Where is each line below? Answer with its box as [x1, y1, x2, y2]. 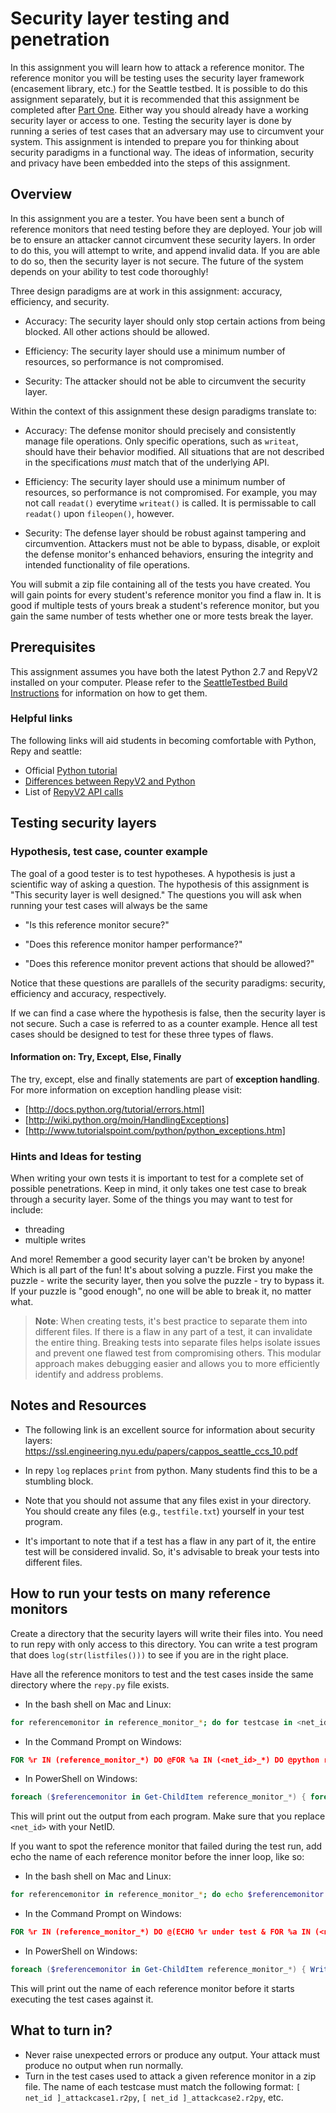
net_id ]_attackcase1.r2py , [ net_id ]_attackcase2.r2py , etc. [24, 2091, 284, 2103]
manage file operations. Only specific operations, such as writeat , [24, 435, 299, 447]
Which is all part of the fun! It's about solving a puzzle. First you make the [10, 1264, 313, 1276]
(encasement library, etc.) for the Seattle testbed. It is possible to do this [10, 82, 308, 94]
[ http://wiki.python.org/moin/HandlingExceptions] [24, 1113, 230, 1126]
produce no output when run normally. [24, 2059, 184, 2071]
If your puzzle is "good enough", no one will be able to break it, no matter [10, 1285, 312, 1297]
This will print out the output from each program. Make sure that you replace [10, 1810, 326, 1822]
